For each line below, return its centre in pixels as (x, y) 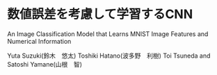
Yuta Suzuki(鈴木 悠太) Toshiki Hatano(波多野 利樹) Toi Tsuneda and (109, 56)
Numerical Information (39, 41)
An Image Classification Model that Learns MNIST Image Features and (108, 34)
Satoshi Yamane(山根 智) (45, 64)
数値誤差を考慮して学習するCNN (100, 14)
